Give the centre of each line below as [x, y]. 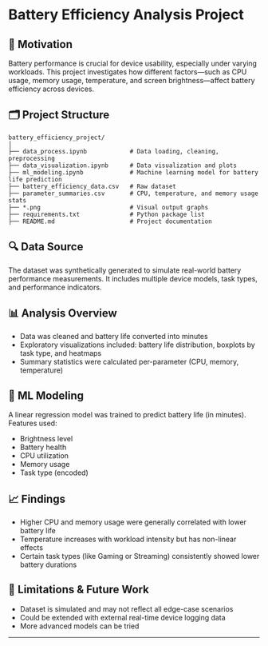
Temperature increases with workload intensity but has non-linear [128, 539]
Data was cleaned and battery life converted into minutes [114, 337]
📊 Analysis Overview [63, 313]
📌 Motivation [41, 44]
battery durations [48, 564]
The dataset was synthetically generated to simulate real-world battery [125, 270]
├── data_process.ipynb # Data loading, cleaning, [114, 151]
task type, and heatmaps [61, 353]
